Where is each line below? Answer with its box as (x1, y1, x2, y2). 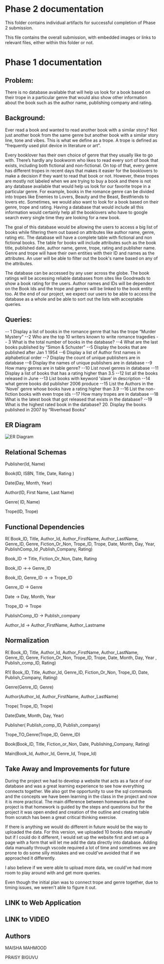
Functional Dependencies (5, 523, 84, 531)
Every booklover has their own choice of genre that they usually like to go (5, 152, 153, 158)
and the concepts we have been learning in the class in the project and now (5, 793, 157, 799)
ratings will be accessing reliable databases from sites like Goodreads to (5, 275, 151, 281)
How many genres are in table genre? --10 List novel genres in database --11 (5, 365, 159, 371)
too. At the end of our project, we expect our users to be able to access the (5, 291, 156, 297)
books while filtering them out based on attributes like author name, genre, (5, 229, 155, 235)
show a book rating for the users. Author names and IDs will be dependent (5, 280, 155, 286)
